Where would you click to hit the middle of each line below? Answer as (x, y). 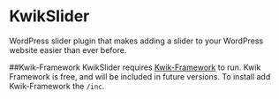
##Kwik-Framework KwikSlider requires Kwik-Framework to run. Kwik (135, 67)
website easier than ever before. (68, 49)
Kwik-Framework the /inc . (57, 86)
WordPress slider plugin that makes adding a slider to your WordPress (136, 41)
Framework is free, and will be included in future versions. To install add (140, 76)
